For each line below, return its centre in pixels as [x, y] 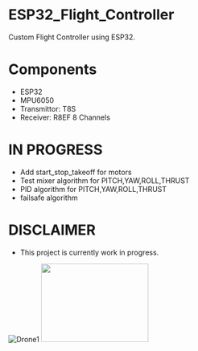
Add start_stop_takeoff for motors [76, 172]
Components [53, 69]
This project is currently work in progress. [89, 252]
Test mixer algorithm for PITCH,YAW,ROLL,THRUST [105, 180]
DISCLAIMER [52, 230]
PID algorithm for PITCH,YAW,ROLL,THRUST [93, 189]
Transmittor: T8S [48, 108]
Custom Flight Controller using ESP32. [72, 37]
